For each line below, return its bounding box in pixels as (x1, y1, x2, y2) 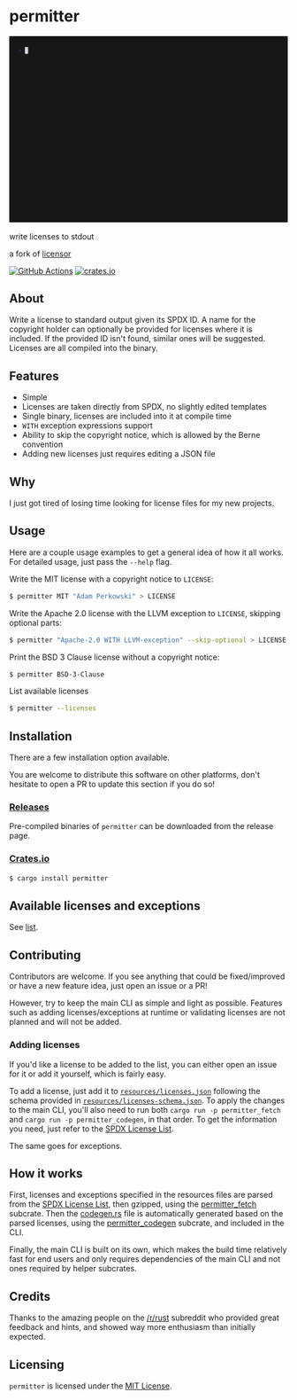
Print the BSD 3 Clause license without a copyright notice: (9, 652, 220, 662)
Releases (9, 801, 50, 813)
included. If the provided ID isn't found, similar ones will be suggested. (9, 333, 266, 344)
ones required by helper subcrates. (9, 1263, 137, 1274)
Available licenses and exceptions (9, 898, 201, 914)
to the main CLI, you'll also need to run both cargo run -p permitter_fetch (9, 1104, 281, 1115)
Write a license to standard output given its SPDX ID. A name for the (9, 315, 256, 325)
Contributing (9, 947, 81, 963)
